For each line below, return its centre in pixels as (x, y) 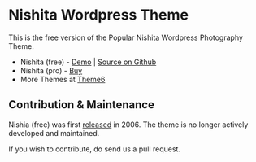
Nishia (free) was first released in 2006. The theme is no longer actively (128, 125)
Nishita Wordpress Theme (99, 15)
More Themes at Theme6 (63, 79)
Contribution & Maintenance (81, 105)
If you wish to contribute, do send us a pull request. (95, 149)
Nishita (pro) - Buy (51, 70)
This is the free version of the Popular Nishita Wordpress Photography (126, 37)
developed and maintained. (54, 133)
